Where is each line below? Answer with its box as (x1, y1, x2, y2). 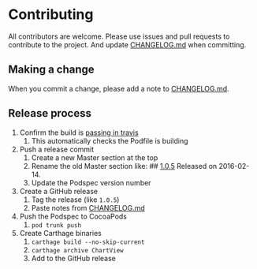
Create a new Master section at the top (31, 152, 158, 163)
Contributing (8, 6, 94, 24)
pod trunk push (31, 221, 81, 230)
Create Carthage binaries (19, 228, 102, 237)
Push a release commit (19, 144, 95, 154)
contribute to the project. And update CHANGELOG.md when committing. (8, 39, 247, 49)
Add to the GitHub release (31, 253, 116, 263)
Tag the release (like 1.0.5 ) (31, 195, 120, 204)
